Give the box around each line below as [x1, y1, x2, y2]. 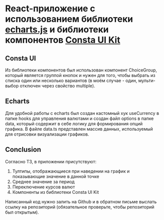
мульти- [138, 77, 156, 83]
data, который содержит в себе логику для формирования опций [5, 120, 143, 126]
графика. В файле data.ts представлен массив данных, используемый [5, 126, 153, 132]
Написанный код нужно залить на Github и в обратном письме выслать [5, 198, 157, 205]
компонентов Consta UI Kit [5, 35, 121, 46]
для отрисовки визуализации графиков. [5, 131, 89, 137]
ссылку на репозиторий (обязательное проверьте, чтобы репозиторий [5, 204, 155, 210]
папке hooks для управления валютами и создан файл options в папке [5, 115, 154, 121]
